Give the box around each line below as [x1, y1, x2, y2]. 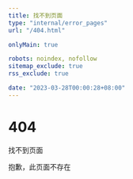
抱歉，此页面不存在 [8, 162, 71, 171]
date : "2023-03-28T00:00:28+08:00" [8, 84, 126, 92]
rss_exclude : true [8, 70, 69, 78]
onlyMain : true [8, 40, 59, 48]
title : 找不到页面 [8, 11, 63, 20]
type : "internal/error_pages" [8, 19, 108, 27]
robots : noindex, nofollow [8, 55, 97, 63]
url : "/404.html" [8, 26, 66, 34]
